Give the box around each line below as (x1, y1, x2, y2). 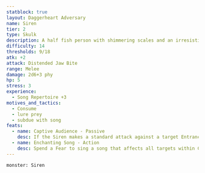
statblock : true (6, 9, 48, 15)
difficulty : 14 (6, 43, 45, 50)
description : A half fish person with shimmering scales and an (6, 37, 173, 43)
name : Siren (6, 20, 37, 26)
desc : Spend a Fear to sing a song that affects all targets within (17, 145, 195, 152)
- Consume (12, 105, 37, 112)
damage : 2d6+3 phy (6, 72, 53, 78)
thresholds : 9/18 (6, 49, 51, 55)
